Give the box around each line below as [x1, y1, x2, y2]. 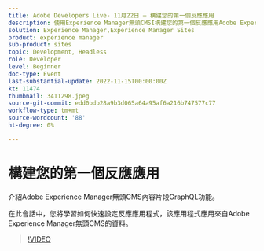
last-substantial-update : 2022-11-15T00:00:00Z [8, 77, 167, 85]
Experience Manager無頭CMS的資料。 [8, 218, 133, 228]
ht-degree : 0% [8, 121, 55, 129]
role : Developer [8, 56, 61, 64]
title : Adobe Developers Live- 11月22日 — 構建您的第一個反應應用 [8, 11, 214, 20]
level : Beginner [8, 63, 61, 71]
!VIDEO [27, 234, 51, 244]
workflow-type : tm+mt [8, 107, 79, 115]
